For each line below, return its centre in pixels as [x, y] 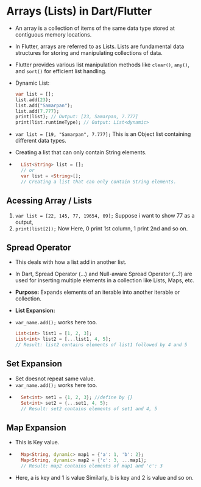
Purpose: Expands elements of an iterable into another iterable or [97, 292]
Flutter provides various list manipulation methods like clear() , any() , [102, 65]
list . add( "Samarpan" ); [44, 105]
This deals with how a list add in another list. [71, 262]
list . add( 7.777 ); [37, 111]
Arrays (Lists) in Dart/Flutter [79, 11]
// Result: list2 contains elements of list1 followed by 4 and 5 [101, 345]
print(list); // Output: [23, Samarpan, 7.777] [76, 117]
